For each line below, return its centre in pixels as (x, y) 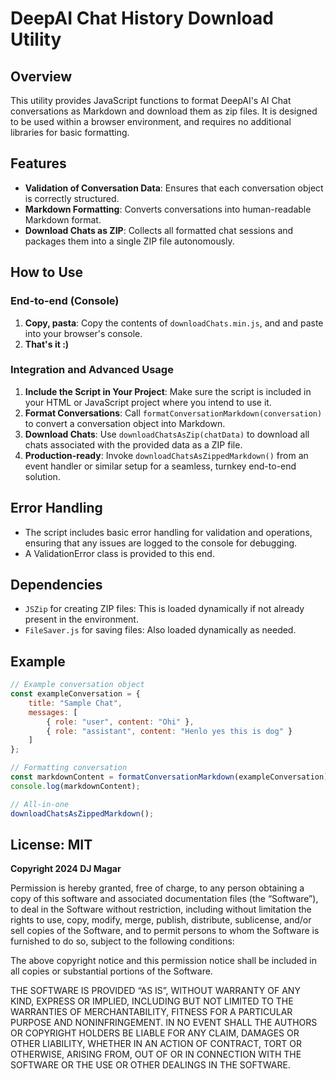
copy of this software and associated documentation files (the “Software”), (164, 899)
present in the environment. (81, 619)
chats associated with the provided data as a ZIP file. (133, 444)
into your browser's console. (83, 333)
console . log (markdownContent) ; (75, 786)
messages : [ (53, 712)
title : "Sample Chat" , (75, 703)
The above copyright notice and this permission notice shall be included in (163, 961)
